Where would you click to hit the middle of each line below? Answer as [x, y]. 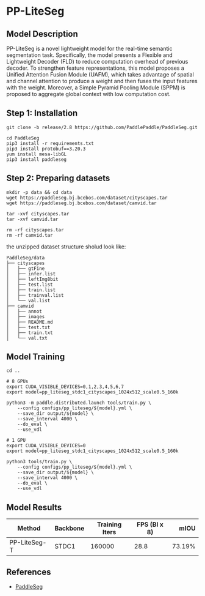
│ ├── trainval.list [35, 295]
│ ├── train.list [31, 290]
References [29, 572]
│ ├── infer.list [31, 274]
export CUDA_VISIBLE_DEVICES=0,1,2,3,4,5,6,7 [65, 387]
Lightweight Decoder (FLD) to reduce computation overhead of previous [97, 61]
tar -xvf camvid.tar [33, 219]
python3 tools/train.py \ [39, 462]
